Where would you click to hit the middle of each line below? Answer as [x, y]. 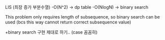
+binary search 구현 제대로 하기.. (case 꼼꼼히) [51, 32]
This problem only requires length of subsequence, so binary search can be [82, 17]
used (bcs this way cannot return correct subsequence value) [68, 22]
